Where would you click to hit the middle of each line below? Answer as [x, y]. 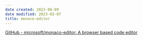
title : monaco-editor [28, 19]
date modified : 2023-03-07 [33, 14]
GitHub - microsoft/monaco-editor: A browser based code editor [71, 33]
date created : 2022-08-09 [32, 10]
